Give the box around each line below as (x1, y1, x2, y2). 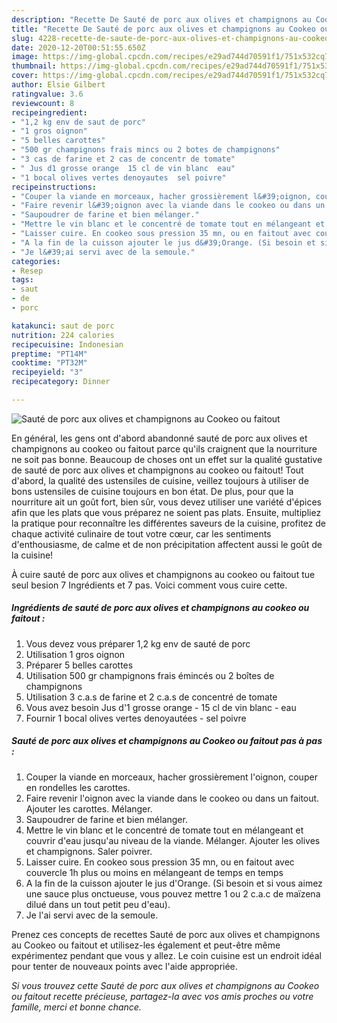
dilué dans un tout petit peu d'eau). (25, 898, 171, 910)
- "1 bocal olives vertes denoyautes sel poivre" (11, 172, 227, 183)
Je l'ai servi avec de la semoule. (25, 909, 159, 921)
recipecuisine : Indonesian (11, 339, 124, 350)
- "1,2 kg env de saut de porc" (11, 117, 146, 127)
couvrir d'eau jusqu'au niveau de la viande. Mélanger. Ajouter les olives (25, 834, 321, 846)
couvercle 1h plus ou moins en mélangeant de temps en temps (25, 866, 284, 878)
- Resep (11, 266, 44, 276)
